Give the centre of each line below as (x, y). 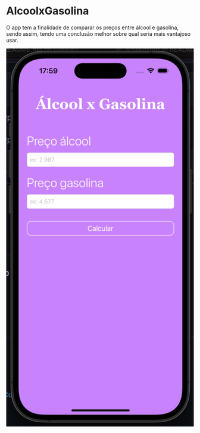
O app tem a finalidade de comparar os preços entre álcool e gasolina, (93, 27)
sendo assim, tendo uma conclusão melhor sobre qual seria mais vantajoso (99, 33)
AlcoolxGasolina (48, 11)
